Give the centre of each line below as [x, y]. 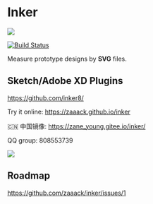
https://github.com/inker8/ [46, 98]
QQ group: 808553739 [40, 140]
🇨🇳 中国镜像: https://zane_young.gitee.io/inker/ [76, 126]
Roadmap [29, 176]
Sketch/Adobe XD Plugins [65, 81]
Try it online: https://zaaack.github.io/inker [69, 112]
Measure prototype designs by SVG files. [67, 59]
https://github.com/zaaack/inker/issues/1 [67, 193]
